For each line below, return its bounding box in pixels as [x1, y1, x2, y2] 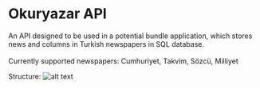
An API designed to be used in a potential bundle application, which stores [8, 31, 253, 40]
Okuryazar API [8, 5, 108, 23]
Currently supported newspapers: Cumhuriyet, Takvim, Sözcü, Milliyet [8, 56, 239, 66]
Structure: [8, 71, 41, 81]
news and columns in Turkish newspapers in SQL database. [8, 39, 205, 48]
